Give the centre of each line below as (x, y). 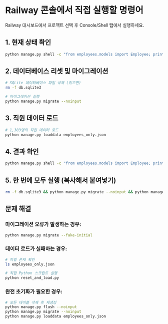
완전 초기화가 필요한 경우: (34, 292)
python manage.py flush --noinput (41, 307)
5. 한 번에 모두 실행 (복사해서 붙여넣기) (61, 180)
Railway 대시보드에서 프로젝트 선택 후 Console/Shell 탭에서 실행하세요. (75, 25)
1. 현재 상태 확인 (28, 42)
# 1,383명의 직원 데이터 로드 (32, 130)
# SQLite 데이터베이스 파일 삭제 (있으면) (43, 83)
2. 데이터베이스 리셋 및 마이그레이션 (57, 71)
